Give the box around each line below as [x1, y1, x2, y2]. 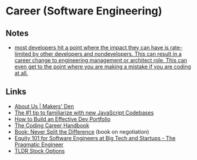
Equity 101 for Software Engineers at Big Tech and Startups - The [14, 134, 176, 141]
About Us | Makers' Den [14, 102, 74, 110]
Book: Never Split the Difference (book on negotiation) [14, 128, 149, 135]
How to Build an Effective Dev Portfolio [14, 115, 111, 122]
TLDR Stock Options [14, 147, 65, 154]
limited [14, 50, 31, 58]
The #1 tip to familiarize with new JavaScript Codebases [14, 109, 154, 116]
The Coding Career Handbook [14, 122, 90, 129]
